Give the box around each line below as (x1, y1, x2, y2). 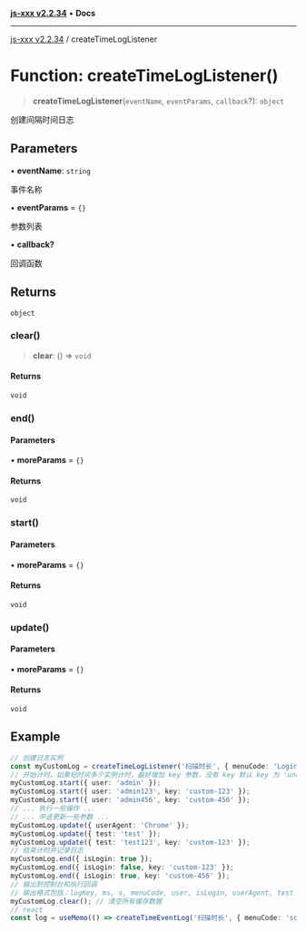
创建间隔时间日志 (10, 113, 74, 125)
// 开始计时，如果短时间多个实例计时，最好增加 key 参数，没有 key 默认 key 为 (10, 770, 280, 779)
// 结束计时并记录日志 (10, 846, 84, 856)
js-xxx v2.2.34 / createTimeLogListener (10, 34, 158, 44)
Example (10, 730, 61, 745)
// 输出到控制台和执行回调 (10, 879, 98, 888)
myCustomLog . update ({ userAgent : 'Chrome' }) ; (10, 820, 190, 829)
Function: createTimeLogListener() (10, 65, 279, 86)
